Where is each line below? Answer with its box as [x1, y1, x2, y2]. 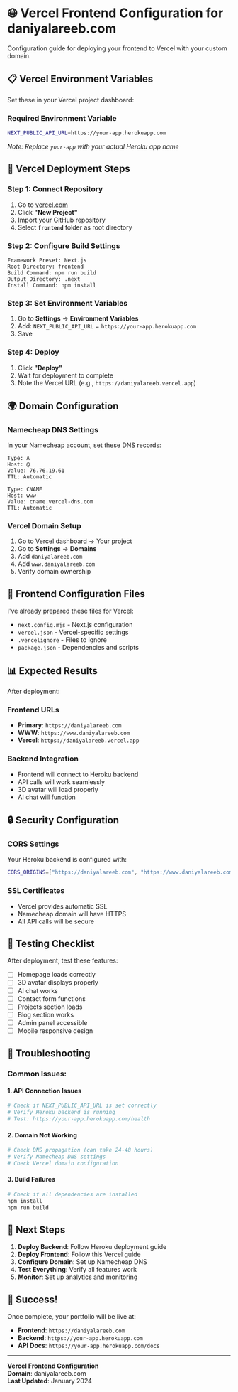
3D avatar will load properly [17, 785, 98, 793]
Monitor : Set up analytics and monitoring [17, 1273, 138, 1281]
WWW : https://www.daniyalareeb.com [17, 729, 130, 737]
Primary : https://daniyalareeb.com [17, 721, 122, 729]
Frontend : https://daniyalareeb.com [17, 1326, 125, 1334]
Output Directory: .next [7, 275, 81, 282]
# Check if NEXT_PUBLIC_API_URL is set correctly [7, 1102, 157, 1110]
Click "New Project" [17, 208, 78, 216]
